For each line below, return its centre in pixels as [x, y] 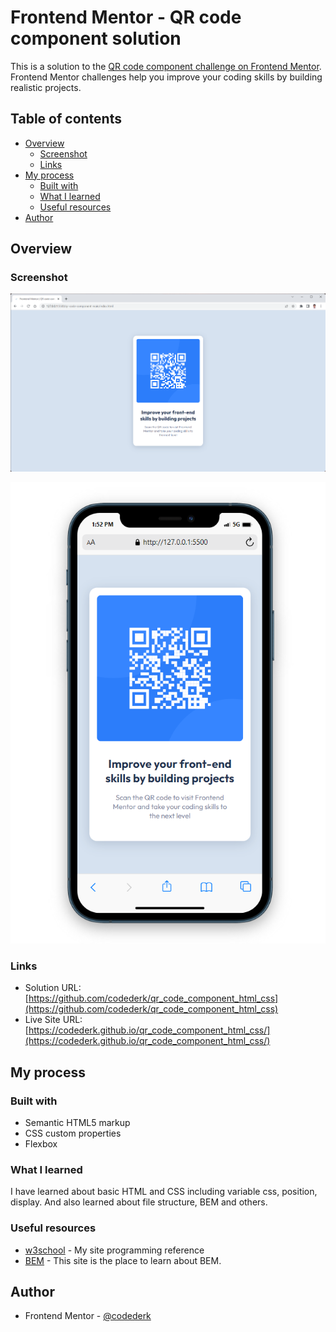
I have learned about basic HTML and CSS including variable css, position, [164, 1192]
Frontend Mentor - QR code [126, 17]
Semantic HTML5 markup [77, 1123]
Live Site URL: [53, 1020]
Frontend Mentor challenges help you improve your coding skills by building [166, 77]
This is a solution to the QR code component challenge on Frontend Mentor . [166, 66]
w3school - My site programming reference [114, 1250]
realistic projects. [46, 87]
